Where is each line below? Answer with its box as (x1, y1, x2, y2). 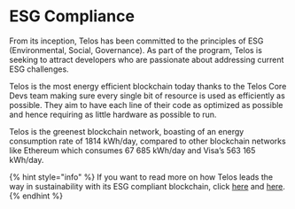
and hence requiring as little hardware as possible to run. (9, 109, 217, 120)
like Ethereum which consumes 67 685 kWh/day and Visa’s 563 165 (9, 144, 256, 156)
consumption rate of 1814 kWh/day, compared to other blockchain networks (9, 135, 286, 146)
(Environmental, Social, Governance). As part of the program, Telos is (9, 44, 263, 55)
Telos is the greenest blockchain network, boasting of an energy (9, 126, 245, 136)
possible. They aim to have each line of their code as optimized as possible (9, 99, 283, 110)
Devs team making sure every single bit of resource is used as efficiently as (9, 90, 285, 101)
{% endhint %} (9, 190, 64, 201)
